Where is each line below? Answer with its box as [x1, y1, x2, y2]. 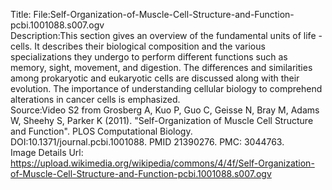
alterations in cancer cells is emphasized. [10, 94, 181, 105]
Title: [10, 9, 32, 20]
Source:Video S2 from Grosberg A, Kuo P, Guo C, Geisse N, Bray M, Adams [10, 104, 320, 116]
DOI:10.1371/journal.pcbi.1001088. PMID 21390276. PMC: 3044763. [10, 136, 285, 148]
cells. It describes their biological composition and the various [10, 40, 266, 52]
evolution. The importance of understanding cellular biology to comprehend [10, 83, 323, 94]
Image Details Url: [10, 147, 84, 158]
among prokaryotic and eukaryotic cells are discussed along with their [10, 72, 300, 84]
